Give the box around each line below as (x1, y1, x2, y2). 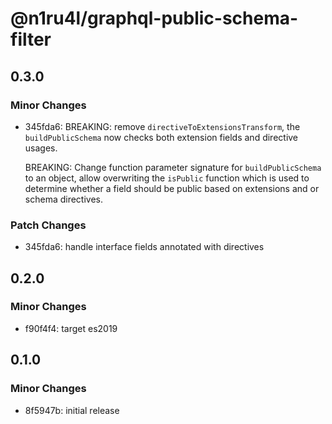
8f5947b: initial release (24, 404, 120, 416)
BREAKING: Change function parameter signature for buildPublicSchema (24, 161, 322, 173)
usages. (24, 142, 58, 154)
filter (10, 28, 52, 51)
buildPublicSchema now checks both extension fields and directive (24, 131, 299, 143)
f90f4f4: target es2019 (24, 322, 118, 334)
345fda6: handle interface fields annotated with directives (24, 241, 265, 253)
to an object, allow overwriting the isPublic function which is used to (24, 172, 310, 184)
